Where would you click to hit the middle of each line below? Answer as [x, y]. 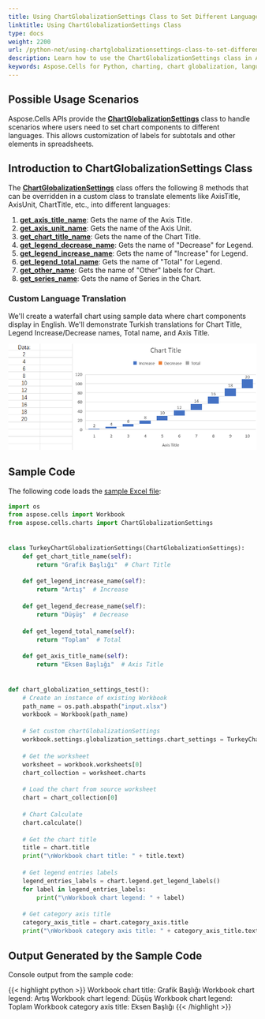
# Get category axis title [67, 914]
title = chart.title [56, 848]
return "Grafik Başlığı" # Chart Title [104, 564]
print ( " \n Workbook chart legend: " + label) [111, 897]
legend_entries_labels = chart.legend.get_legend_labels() [121, 881]
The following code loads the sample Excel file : [85, 491]
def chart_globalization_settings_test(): [79, 689]
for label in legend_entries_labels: [84, 889]
